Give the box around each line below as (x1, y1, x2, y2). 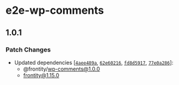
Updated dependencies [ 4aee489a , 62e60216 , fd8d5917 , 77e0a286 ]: (14, 59, 174, 66)
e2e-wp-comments (5, 4, 104, 17)
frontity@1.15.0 (23, 71, 60, 78)
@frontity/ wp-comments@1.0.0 (23, 65, 100, 72)
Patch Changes (5, 45, 51, 54)
